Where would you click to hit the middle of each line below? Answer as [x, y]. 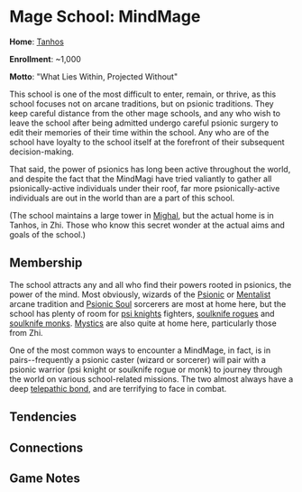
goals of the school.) [48, 234]
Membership [46, 263]
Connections [46, 447]
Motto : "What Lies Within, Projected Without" [94, 76]
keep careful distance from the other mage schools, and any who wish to [145, 113]
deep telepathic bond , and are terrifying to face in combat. [118, 388]
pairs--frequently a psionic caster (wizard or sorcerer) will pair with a [137, 359]
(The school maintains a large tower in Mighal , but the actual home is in [142, 215]
